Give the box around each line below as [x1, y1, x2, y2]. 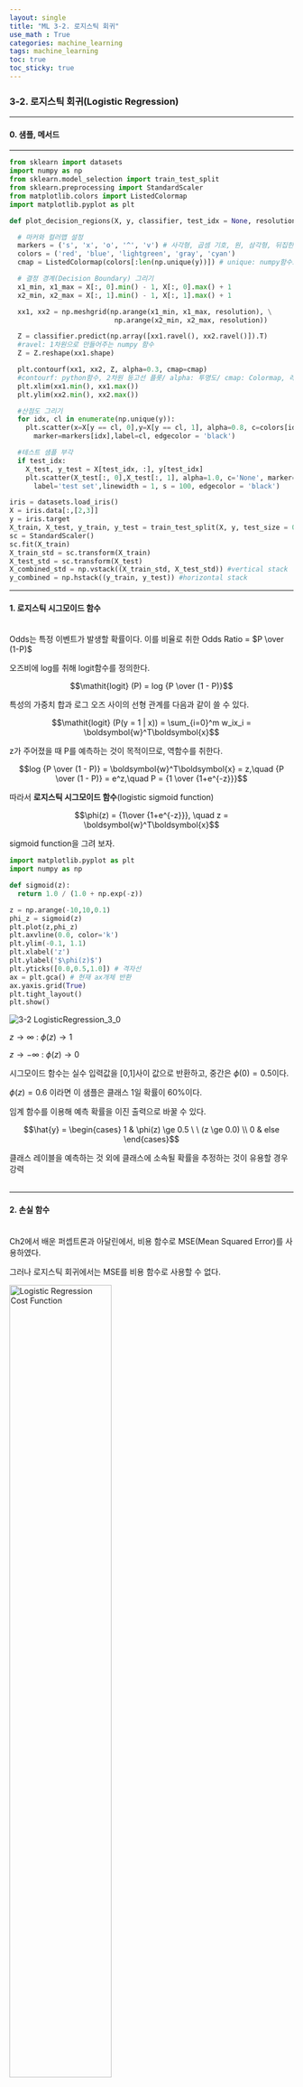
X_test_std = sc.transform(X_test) [9, 556, 143, 565]
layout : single [9, 13, 67, 23]
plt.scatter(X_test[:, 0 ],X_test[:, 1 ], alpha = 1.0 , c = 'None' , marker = [25, 473, 297, 482]
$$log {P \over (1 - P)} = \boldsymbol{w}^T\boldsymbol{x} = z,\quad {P [19, 764, 284, 775]
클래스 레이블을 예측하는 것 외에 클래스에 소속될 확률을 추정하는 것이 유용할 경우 [9, 1152, 289, 1163]
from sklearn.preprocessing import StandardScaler [9, 183, 204, 192]
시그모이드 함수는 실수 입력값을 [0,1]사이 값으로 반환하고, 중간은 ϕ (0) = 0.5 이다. [9, 1067, 289, 1079]
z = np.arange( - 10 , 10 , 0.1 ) [9, 905, 111, 915]
